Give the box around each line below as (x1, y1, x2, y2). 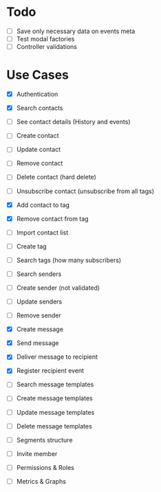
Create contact (16, 132, 59, 140)
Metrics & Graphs (16, 477, 67, 485)
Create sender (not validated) (16, 284, 100, 292)
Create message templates (16, 394, 94, 402)
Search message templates (16, 380, 94, 388)
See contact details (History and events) (16, 118, 131, 126)
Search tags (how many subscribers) (16, 256, 122, 264)
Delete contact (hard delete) (16, 173, 97, 181)
